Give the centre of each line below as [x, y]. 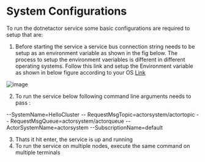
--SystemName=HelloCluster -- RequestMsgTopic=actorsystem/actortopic [101, 114]
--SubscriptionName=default [126, 127]
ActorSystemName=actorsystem [47, 127]
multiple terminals [38, 152]
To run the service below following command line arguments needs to [103, 96]
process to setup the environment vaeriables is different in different [100, 59]
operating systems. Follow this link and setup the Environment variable [104, 66]
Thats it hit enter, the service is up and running [74, 139]
